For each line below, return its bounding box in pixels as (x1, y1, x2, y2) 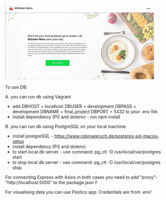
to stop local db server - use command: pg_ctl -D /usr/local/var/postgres (12, 159, 161, 165)
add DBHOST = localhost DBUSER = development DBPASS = (12, 103, 136, 109)
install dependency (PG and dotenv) (12, 144, 86, 150)
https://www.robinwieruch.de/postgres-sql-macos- (54, 133, 160, 139)
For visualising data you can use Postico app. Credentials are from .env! (5, 189, 152, 195)
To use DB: (5, 84, 28, 90)
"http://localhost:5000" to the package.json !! (5, 180, 98, 185)
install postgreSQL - (12, 133, 54, 139)
